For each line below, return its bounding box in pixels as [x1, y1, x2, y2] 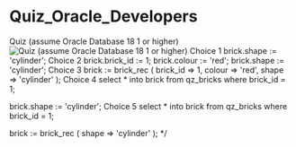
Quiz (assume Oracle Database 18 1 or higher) [9, 36, 179, 47]
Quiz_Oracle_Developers [9, 6, 198, 27]
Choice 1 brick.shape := [189, 45, 277, 56]
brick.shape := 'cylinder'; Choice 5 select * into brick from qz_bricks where [9, 100, 288, 111]
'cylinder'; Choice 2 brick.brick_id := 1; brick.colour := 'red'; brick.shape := [9, 55, 285, 65]
